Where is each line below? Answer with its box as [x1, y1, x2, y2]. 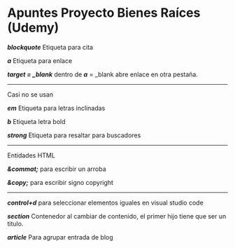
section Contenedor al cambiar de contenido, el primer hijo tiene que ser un [7, 212, 227, 220]
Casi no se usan [7, 90, 54, 99]
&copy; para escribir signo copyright [7, 178, 114, 186]
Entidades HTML [7, 151, 56, 159]
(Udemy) [7, 20, 59, 36]
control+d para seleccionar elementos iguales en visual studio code [7, 198, 204, 207]
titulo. [7, 219, 24, 228]
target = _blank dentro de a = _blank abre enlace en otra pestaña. [7, 70, 198, 78]
